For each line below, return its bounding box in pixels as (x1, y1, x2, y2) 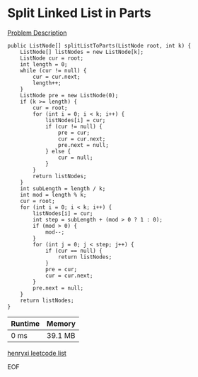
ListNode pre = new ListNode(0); (20, 92, 119, 99)
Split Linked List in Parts (7, 5, 151, 21)
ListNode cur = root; (20, 55, 83, 62)
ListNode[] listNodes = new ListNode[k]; (20, 48, 144, 55)
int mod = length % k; (20, 191, 87, 198)
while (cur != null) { (20, 67, 87, 74)
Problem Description (7, 28, 67, 37)
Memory (46, 318, 76, 328)
